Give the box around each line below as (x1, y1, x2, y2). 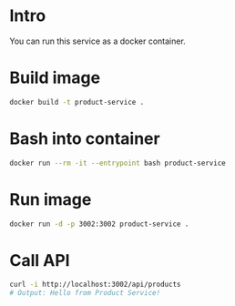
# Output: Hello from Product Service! (9, 289, 161, 298)
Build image (9, 67, 101, 88)
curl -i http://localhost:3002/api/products (9, 280, 181, 290)
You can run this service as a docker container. (9, 36, 187, 46)
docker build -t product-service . (9, 97, 145, 107)
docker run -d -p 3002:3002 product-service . (9, 219, 189, 229)
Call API (9, 250, 70, 270)
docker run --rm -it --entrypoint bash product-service (9, 158, 226, 168)
